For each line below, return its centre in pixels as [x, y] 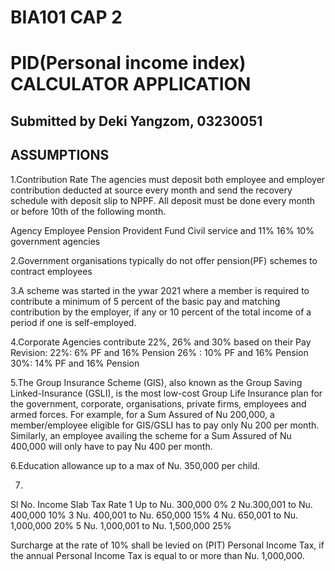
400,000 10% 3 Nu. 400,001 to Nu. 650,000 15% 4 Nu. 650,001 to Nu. [154, 515]
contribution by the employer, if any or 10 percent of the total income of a [161, 312]
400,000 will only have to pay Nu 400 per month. [111, 446]
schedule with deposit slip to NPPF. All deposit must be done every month [163, 200]
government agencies [55, 241]
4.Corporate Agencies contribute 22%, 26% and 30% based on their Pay [161, 342]
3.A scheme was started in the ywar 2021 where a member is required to [160, 290]
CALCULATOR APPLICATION [131, 84]
